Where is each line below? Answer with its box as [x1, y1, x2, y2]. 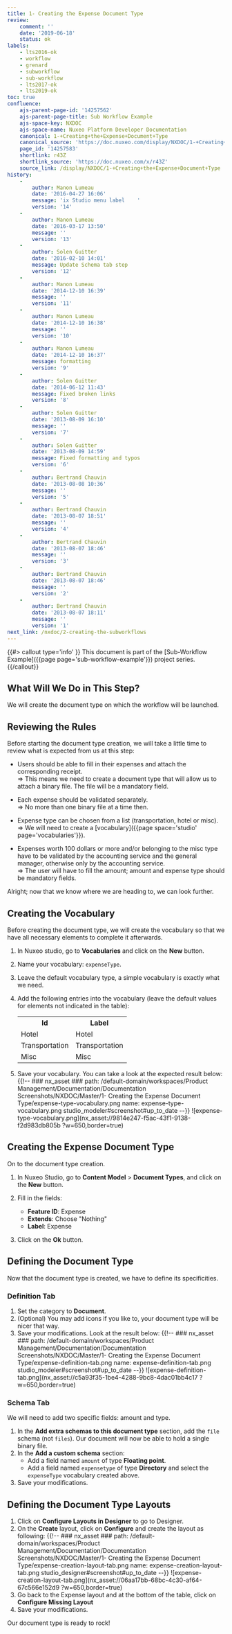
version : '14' [32, 204, 72, 211]
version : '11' [32, 300, 72, 307]
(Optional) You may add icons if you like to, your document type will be [17, 1314, 219, 1322]
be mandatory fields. [17, 874, 77, 882]
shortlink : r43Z [19, 152, 67, 159]
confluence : [7, 100, 41, 107]
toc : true [7, 94, 36, 101]
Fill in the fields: [17, 1193, 62, 1202]
